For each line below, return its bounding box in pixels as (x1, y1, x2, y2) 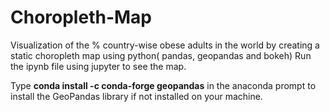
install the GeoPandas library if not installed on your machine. (10, 90, 263, 102)
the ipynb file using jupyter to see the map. (10, 60, 187, 72)
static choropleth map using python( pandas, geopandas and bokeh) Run (10, 49, 312, 61)
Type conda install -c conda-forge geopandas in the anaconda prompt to (10, 79, 317, 91)
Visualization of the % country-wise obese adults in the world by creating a (10, 39, 320, 51)
